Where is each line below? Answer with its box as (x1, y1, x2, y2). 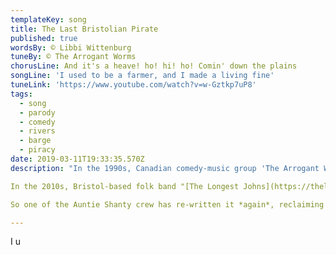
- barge (19, 136, 52, 146)
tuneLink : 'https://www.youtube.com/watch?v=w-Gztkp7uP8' (10, 80, 257, 90)
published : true (10, 33, 78, 43)
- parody (19, 107, 56, 118)
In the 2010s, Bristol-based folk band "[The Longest (10, 181, 240, 191)
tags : (10, 89, 33, 99)
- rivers (19, 126, 56, 136)
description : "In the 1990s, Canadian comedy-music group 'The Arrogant (10, 163, 320, 173)
